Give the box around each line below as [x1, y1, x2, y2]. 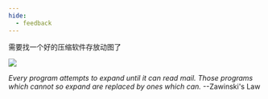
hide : [8, 11, 27, 20]
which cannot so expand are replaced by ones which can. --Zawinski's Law [8, 81, 261, 91]
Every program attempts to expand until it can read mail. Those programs [8, 73, 254, 82]
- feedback [15, 19, 52, 27]
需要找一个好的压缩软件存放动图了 [8, 42, 122, 52]
